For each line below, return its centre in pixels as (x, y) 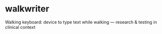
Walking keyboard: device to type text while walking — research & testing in (81, 22)
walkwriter (27, 9)
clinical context (20, 27)
